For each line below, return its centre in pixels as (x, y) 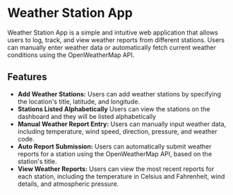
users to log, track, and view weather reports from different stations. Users (116, 39)
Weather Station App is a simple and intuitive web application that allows (113, 32)
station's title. (37, 161)
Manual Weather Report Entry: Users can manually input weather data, (122, 124)
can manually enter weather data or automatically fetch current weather (112, 47)
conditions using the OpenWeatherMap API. (71, 55)
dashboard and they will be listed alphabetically (87, 116)
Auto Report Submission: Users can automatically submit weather (114, 146)
